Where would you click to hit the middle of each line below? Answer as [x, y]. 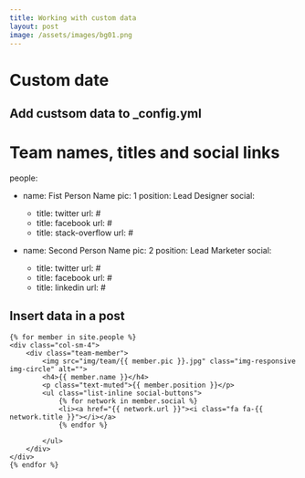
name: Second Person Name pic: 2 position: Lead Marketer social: [147, 250]
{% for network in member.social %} [128, 401]
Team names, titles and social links [145, 153]
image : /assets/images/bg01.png [71, 35]
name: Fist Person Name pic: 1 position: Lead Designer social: [139, 195]
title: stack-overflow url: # [85, 233]
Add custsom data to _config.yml [106, 114]
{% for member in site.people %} [73, 337]
